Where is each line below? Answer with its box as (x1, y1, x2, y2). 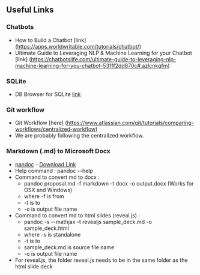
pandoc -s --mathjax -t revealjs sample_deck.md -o (23, 218, 152, 225)
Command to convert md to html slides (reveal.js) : (14, 211, 140, 219)
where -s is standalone (23, 231, 81, 238)
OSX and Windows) (23, 186, 73, 193)
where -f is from (23, 192, 64, 200)
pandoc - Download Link (14, 160, 76, 168)
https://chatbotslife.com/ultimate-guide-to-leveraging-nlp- (31, 55, 177, 62)
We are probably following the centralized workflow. (14, 132, 144, 139)
